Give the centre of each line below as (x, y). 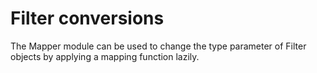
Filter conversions (87, 18)
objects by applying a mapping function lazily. (105, 56)
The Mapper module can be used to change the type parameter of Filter (158, 46)
